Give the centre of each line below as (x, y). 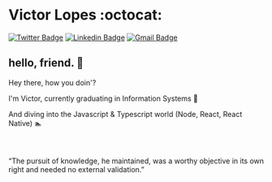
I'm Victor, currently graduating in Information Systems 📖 (104, 98)
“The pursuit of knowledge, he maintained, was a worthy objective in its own (136, 161)
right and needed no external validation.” (76, 169)
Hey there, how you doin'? (52, 82)
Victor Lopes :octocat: (85, 15)
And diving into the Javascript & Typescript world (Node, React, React (125, 114)
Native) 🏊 (25, 123)
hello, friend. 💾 (46, 63)
